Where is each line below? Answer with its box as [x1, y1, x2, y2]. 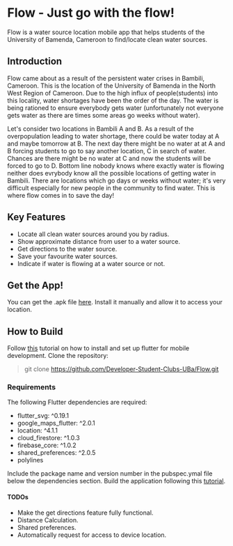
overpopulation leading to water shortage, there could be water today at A [7, 132, 220, 140]
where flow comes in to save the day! [7, 191, 115, 199]
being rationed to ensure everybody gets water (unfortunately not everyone [7, 103, 224, 112]
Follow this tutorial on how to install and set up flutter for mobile [7, 344, 190, 352]
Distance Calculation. [17, 515, 79, 524]
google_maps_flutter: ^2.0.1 [17, 419, 95, 428]
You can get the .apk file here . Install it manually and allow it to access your [7, 298, 223, 306]
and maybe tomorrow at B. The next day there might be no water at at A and [7, 139, 225, 148]
